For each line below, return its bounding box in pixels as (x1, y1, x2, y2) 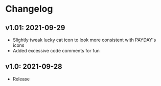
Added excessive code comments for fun (12, 48, 100, 53)
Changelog (5, 3, 53, 15)
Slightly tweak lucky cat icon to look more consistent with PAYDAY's (12, 37, 156, 43)
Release (12, 76, 30, 82)
